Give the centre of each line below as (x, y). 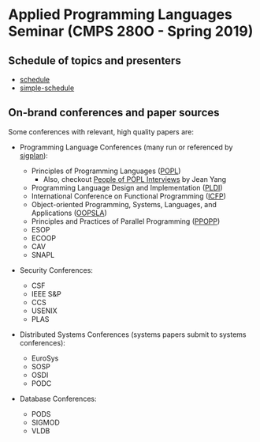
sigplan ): (34, 155)
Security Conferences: (56, 270)
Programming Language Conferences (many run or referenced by (126, 147)
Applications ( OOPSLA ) (69, 213)
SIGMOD (46, 422)
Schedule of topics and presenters (95, 60)
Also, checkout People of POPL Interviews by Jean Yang (135, 179)
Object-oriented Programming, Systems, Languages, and (124, 204)
